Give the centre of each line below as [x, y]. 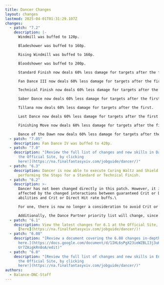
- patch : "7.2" [25, 28]
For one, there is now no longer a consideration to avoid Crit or [88, 207]
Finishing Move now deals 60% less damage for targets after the [86, 125]
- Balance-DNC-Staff [30, 275]
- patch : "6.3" [25, 166]
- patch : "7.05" [26, 139]
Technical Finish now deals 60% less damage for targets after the [88, 90]
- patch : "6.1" [25, 220]
